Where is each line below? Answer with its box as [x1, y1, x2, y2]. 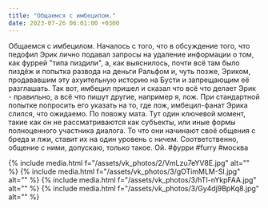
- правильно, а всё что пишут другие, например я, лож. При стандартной [8, 92, 260, 101]
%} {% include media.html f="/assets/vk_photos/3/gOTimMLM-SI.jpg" [8, 167, 241, 176]
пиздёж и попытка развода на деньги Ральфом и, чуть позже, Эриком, [8, 66, 251, 76]
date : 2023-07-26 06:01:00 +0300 [8, 19, 120, 27]
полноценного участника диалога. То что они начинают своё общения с [8, 125, 256, 135]
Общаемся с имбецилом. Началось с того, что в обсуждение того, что [8, 41, 250, 50]
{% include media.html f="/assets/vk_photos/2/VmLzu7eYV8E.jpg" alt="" [8, 158, 250, 167]
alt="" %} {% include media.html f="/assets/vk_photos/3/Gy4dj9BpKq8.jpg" [8, 183, 260, 193]
